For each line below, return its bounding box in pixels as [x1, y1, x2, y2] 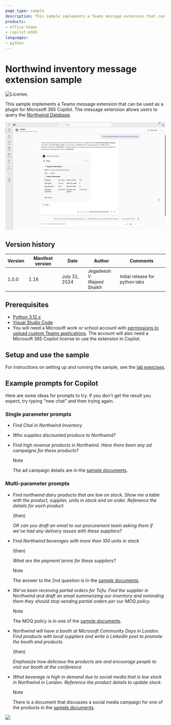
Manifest [33, 255, 53, 261]
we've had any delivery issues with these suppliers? [12, 528, 122, 534]
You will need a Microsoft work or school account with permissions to [12, 325, 159, 331]
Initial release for [119, 273, 155, 279]
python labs [119, 279, 145, 285]
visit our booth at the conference [12, 664, 82, 670]
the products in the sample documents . [12, 704, 95, 710]
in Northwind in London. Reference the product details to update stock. [12, 679, 162, 685]
